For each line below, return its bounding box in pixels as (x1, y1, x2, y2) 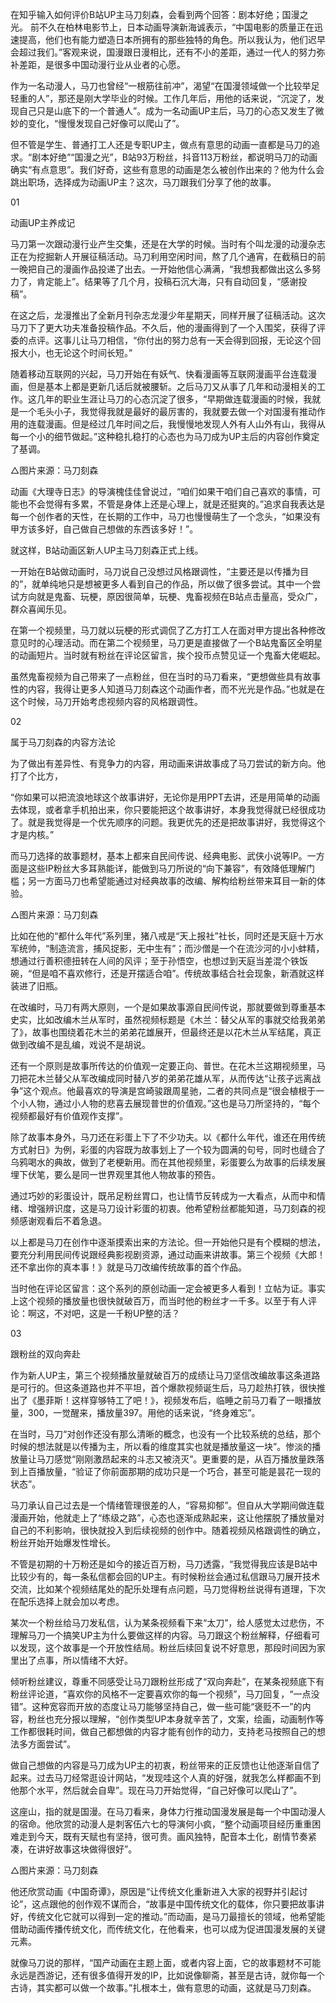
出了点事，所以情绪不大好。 (18, 1654, 133, 1666)
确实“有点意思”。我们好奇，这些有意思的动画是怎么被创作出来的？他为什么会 (10, 164, 325, 175)
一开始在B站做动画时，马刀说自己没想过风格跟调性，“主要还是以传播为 (10, 566, 301, 577)
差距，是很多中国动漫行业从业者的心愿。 (18, 59, 186, 70)
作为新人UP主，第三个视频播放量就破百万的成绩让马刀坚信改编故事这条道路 (10, 1369, 321, 1381)
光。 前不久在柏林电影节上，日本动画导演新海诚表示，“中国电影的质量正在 (10, 21, 315, 33)
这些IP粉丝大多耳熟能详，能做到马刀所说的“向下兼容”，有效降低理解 (27, 863, 307, 874)
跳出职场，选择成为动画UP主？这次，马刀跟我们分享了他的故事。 (10, 176, 277, 188)
